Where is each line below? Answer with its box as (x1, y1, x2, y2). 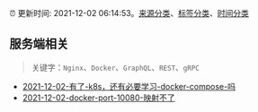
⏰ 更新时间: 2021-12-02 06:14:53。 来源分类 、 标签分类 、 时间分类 (9, 8, 250, 18)
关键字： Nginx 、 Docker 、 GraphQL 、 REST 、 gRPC (31, 62, 200, 73)
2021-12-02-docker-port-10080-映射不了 (22, 92, 175, 103)
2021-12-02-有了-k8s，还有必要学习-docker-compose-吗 (22, 81, 236, 91)
